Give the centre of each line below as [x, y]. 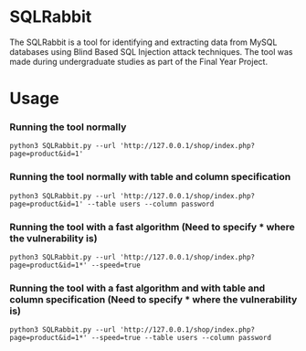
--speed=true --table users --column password [181, 338]
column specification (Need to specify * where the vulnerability [153, 299]
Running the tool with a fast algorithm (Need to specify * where [152, 227]
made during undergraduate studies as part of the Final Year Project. [138, 61]
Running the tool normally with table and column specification [150, 177]
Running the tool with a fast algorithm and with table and [137, 288]
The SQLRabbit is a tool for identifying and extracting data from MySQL [143, 42]
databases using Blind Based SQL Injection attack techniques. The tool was [151, 51]
